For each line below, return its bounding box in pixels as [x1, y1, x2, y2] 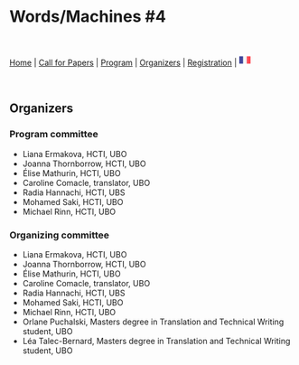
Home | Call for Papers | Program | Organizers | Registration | [9, 57, 238, 68]
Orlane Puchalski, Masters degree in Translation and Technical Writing [22, 316, 285, 327]
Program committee [9, 128, 99, 141]
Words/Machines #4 [9, 6, 167, 27]
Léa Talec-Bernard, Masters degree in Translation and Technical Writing [22, 335, 291, 346]
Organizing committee [9, 229, 110, 241]
